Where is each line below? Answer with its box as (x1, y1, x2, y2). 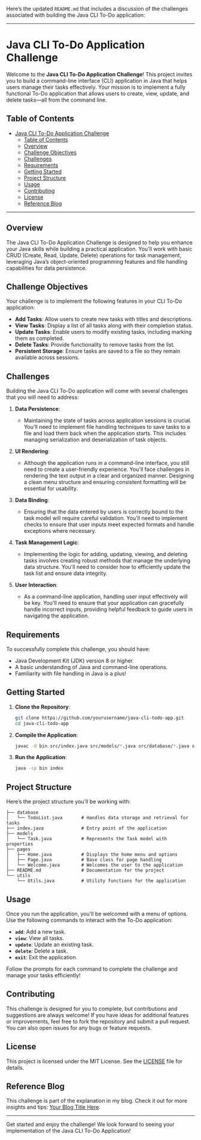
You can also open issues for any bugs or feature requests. (6, 1024, 152, 1031)
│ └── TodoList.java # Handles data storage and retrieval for (6, 815, 188, 821)
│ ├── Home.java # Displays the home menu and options (6, 852, 178, 858)
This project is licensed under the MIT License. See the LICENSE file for (6, 1057, 183, 1065)
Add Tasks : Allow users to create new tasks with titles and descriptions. (14, 315, 193, 323)
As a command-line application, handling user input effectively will (23, 593, 188, 600)
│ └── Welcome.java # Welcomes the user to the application (6, 862, 184, 869)
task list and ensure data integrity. (23, 570, 108, 577)
